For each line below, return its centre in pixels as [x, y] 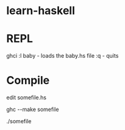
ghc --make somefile [33, 109]
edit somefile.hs [27, 97]
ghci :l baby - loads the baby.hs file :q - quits [62, 56]
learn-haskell [41, 11]
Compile [28, 81]
